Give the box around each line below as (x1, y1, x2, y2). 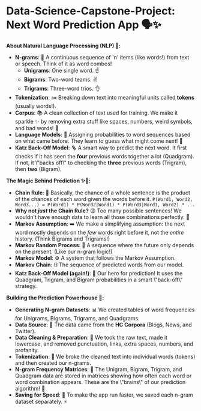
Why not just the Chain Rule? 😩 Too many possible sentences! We (14, 207, 182, 214)
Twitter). (14, 327, 36, 334)
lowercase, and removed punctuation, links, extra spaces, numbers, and (14, 340, 194, 347)
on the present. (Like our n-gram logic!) (14, 248, 113, 255)
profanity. (14, 346, 39, 353)
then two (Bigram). (14, 165, 62, 172)
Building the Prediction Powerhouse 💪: (6, 294, 104, 301)
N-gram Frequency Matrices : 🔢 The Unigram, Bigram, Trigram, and (14, 365, 182, 373)
